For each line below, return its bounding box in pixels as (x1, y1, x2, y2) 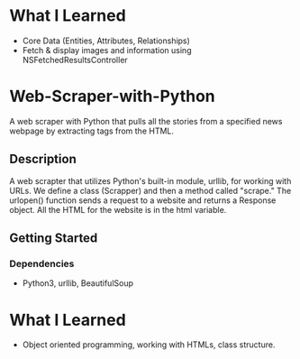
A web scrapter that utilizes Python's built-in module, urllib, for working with (9, 175, 292, 186)
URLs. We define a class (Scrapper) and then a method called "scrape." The (9, 185, 292, 196)
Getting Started (9, 231, 98, 246)
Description (9, 152, 77, 167)
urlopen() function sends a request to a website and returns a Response (9, 195, 277, 206)
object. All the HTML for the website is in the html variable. (9, 204, 227, 215)
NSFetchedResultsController (22, 54, 128, 65)
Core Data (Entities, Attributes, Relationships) (22, 35, 191, 46)
